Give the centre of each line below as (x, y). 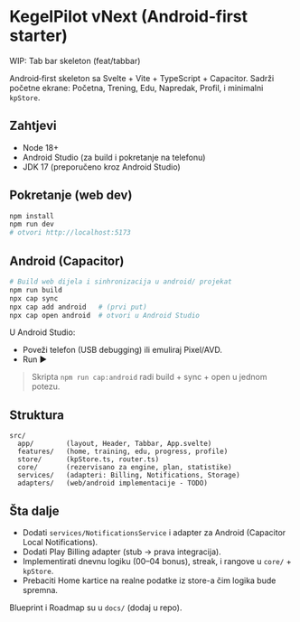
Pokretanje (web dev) (71, 195)
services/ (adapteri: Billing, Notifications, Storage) (129, 476)
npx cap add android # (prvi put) (78, 307)
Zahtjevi (33, 126)
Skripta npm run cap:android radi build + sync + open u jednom (149, 377)
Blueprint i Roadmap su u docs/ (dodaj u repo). (96, 608)
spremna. (40, 590)
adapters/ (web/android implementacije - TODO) (112, 483)
